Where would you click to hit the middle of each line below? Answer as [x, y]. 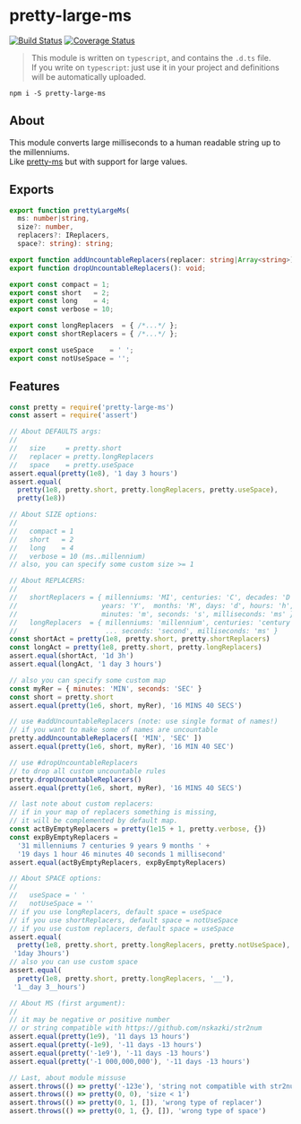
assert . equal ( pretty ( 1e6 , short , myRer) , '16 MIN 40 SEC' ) [122, 746]
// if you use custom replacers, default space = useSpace [122, 928]
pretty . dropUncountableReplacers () [76, 780]
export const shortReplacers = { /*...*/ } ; [94, 334]
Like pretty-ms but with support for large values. [99, 161]
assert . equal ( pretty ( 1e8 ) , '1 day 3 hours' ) [94, 473]
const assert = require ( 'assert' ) [74, 415]
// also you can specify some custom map [88, 680]
